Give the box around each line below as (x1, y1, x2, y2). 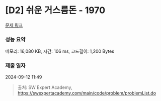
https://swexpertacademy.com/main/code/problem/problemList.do (17, 90, 156, 96)
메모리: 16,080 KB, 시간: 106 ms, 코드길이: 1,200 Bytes (5, 48, 115, 54)
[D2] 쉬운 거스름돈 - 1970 (5, 5, 106, 16)
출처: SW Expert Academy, (17, 84, 72, 90)
